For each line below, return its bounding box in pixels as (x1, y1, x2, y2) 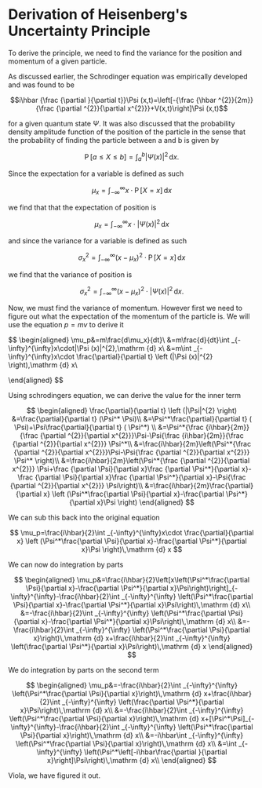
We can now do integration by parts (8, 560, 124, 570)
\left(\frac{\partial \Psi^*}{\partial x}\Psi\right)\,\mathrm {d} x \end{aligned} (10, 642, 253, 651)
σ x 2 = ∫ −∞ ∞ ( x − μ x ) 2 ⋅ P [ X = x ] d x (78, 251, 186, 264)
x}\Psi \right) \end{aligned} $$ (96, 498, 195, 507)
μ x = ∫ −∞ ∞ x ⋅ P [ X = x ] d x (91, 184, 173, 197)
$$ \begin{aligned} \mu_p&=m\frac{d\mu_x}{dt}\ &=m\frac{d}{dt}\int (8, 335, 230, 345)
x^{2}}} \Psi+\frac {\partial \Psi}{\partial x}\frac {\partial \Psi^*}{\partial (11, 465, 241, 474)
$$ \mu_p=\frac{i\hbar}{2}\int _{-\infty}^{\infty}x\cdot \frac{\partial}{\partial (9, 528, 254, 538)
